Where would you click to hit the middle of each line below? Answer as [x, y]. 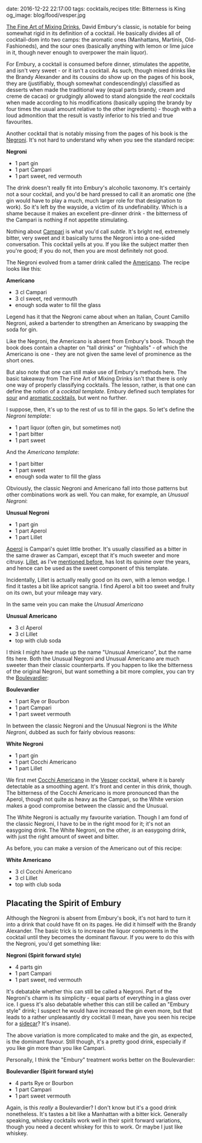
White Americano [29, 860]
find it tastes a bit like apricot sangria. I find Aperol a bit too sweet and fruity [100, 586]
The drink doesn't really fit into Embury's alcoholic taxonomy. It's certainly [99, 188]
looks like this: [24, 269]
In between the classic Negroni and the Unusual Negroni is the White [92, 726]
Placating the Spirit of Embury [64, 903]
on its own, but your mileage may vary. [54, 593]
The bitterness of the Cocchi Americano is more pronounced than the [93, 793]
